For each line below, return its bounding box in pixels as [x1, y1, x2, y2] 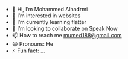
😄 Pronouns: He [11, 40, 53, 48]
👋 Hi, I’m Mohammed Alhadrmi [11, 6, 88, 13]
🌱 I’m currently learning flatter [11, 19, 86, 25]
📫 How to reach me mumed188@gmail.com [11, 32, 122, 39]
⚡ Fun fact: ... [11, 47, 45, 54]
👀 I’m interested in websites [11, 12, 81, 19]
